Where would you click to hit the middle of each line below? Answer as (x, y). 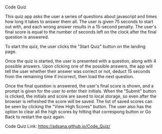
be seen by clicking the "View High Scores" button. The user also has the (78, 107)
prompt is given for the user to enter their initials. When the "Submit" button (81, 91)
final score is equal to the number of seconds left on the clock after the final (81, 32)
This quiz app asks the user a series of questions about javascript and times (81, 16)
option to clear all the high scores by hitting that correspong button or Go (78, 112)
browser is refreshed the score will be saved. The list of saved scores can (79, 101)
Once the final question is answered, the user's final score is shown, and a (79, 86)
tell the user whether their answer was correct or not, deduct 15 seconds (78, 71)
